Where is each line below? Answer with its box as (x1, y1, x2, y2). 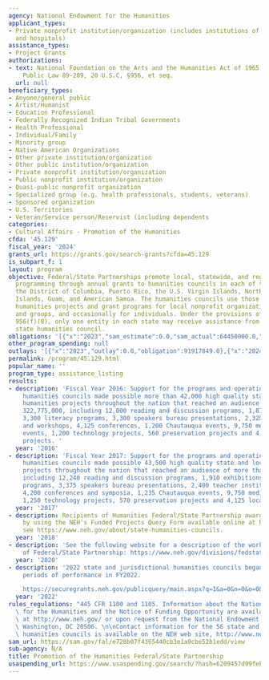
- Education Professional (8, 109, 94, 117)
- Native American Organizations (8, 146, 120, 154)
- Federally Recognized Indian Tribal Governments (8, 116, 181, 124)
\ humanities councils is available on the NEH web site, (15, 630, 214, 638)
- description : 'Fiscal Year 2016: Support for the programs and (8, 384, 231, 393)
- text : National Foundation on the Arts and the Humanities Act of (8, 64, 242, 72)
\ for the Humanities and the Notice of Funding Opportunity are (15, 608, 239, 616)
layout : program (8, 265, 62, 273)
